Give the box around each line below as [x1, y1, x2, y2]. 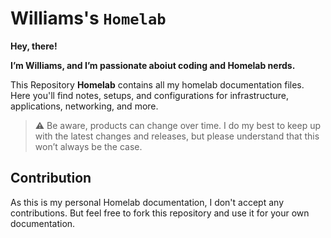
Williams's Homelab [10, 7, 167, 30]
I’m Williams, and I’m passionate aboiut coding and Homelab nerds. [10, 59, 296, 71]
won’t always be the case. [34, 140, 143, 152]
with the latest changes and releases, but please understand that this [34, 130, 320, 142]
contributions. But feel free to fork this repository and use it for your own [10, 207, 310, 219]
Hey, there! [10, 40, 58, 52]
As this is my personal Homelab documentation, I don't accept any [10, 196, 284, 208]
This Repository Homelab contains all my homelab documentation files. [10, 78, 305, 91]
